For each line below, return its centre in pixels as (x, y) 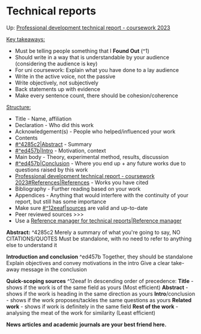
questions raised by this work (51, 170)
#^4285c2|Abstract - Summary (53, 144)
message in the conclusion (54, 269)
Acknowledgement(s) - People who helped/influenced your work (95, 131)
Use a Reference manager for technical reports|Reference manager (98, 221)
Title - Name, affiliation (43, 119)
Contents (26, 138)
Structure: (19, 107)
